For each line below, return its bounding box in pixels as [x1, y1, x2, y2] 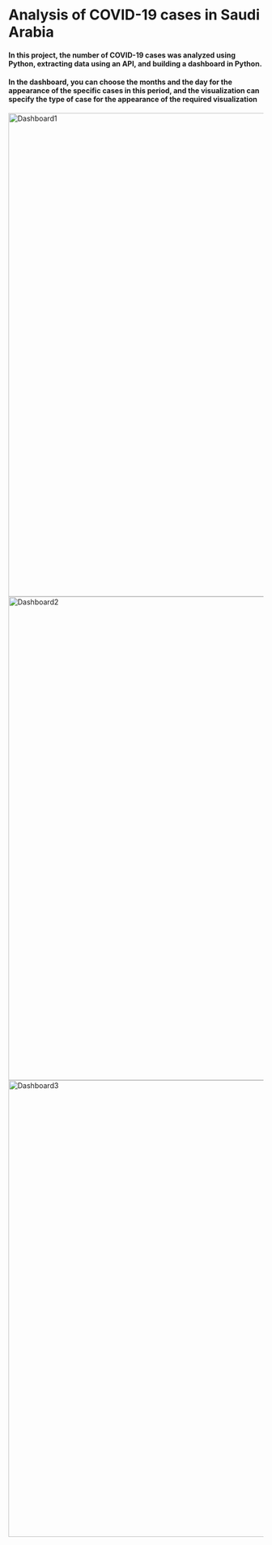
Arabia [8, 23, 54, 41]
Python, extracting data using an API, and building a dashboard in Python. [8, 58, 262, 68]
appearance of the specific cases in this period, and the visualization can [8, 86, 260, 96]
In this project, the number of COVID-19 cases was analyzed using [8, 50, 236, 60]
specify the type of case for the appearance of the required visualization [8, 95, 257, 105]
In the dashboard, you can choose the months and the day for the [8, 77, 233, 87]
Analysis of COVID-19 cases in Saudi [8, 6, 261, 24]
